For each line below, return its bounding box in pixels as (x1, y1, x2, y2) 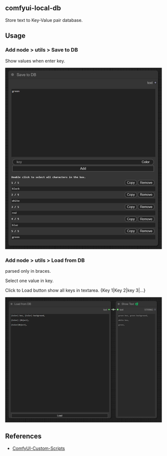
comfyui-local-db (5, 4, 61, 12)
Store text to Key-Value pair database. (5, 17, 83, 23)
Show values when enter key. (5, 58, 66, 64)
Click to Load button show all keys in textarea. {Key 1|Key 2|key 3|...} (5, 288, 146, 294)
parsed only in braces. (5, 268, 51, 274)
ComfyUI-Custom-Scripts (12, 445, 65, 451)
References (5, 432, 42, 441)
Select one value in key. (5, 278, 54, 284)
